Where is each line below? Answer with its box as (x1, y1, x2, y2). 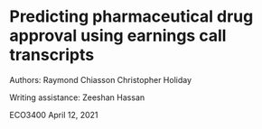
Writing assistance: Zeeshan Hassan (9, 92, 145, 103)
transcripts (9, 45, 95, 65)
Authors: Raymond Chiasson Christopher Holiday (9, 74, 192, 85)
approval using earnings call (9, 25, 227, 46)
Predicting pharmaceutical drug (9, 6, 254, 27)
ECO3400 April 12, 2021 (9, 109, 98, 120)
